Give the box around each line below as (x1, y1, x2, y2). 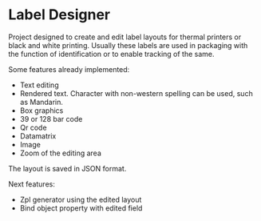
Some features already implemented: (8, 64, 130, 74)
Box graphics (19, 106, 64, 115)
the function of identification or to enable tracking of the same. (8, 49, 215, 58)
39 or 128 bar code (19, 114, 83, 123)
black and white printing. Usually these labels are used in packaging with (8, 40, 248, 50)
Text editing (19, 80, 59, 90)
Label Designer (8, 6, 111, 24)
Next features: (8, 179, 56, 189)
